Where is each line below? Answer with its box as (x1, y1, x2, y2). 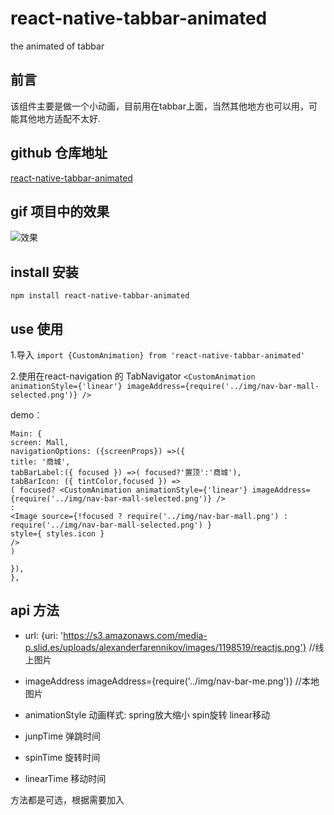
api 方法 (10, 602, 60, 619)
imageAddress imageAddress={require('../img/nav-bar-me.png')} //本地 (24, 675, 320, 687)
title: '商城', (10, 457, 71, 467)
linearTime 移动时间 (24, 772, 107, 784)
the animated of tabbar (10, 40, 105, 52)
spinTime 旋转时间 (24, 751, 101, 763)
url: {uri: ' (24, 629, 64, 641)
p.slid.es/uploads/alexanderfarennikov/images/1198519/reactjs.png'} (24, 641, 307, 653)
